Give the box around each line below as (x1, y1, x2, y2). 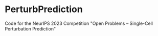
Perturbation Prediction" (5, 25, 56, 31)
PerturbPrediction (5, 4, 83, 15)
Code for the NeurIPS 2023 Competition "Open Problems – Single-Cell (5, 20, 153, 26)
